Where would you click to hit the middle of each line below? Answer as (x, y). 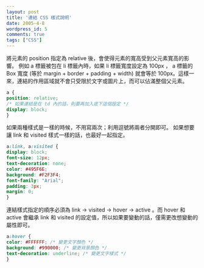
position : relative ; (33, 98)
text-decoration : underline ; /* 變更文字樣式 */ (66, 253)
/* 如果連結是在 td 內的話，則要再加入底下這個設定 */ (68, 104)
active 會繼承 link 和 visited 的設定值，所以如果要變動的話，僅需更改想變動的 (102, 218)
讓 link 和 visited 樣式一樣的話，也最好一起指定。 (67, 135)
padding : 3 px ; (24, 186)
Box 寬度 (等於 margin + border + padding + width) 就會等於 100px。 (92, 73)
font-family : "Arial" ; (35, 180)
